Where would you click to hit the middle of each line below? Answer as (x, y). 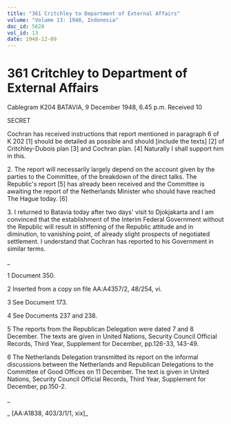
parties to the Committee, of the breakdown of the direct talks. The (102, 177)
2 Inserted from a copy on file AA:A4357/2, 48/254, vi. (84, 289)
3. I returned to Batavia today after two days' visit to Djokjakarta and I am (110, 212)
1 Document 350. (31, 276)
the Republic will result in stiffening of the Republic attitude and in (100, 227)
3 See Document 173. (37, 302)
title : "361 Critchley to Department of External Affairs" (94, 13)
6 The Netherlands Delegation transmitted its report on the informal (103, 357)
